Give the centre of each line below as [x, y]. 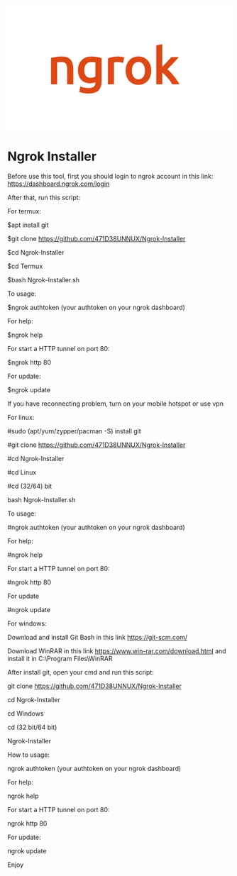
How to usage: [29, 755]
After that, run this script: [44, 198]
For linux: [21, 418]
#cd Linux [22, 472]
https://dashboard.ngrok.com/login [59, 184]
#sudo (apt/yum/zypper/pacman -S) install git [75, 431]
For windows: [27, 623]
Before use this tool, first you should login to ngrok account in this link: [110, 177]
